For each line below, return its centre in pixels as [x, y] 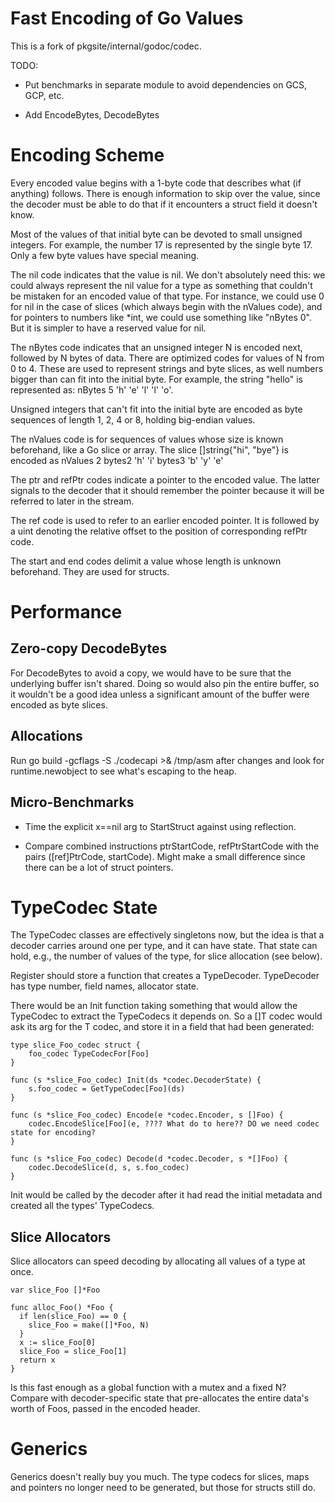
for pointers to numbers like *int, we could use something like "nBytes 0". [161, 317]
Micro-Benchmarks [72, 802]
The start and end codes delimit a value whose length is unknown [146, 561]
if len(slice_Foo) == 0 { [73, 1317]
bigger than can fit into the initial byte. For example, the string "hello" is [157, 379]
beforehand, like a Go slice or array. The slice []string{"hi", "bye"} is [149, 449]
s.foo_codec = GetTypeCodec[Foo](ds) [107, 1089]
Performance [66, 612]
